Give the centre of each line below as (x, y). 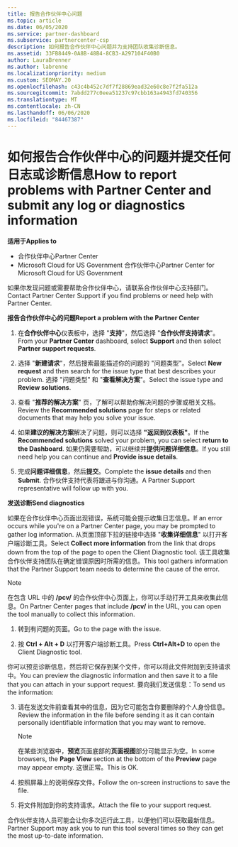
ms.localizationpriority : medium (57, 73)
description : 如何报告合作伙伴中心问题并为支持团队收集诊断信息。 (94, 47)
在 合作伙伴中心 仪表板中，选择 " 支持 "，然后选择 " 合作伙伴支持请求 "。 (118, 333)
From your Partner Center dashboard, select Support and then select (119, 341)
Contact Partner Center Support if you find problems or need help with (110, 295)
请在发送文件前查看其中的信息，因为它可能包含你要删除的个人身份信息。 (123, 706)
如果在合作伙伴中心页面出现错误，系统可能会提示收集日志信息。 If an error (115, 518)
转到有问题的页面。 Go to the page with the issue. (89, 628)
